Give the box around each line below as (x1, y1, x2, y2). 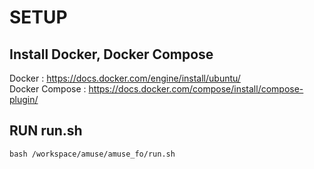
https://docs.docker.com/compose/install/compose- (88, 83, 304, 95)
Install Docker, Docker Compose (9, 46, 214, 63)
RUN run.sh (9, 122, 83, 140)
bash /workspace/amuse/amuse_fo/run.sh (9, 149, 176, 159)
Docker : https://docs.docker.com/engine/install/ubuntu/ (9, 72, 241, 84)
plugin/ (9, 94, 39, 105)
